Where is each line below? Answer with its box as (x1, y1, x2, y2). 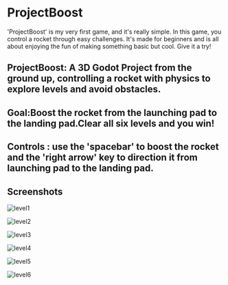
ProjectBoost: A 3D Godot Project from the (7, 62, 192, 73)
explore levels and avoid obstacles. (7, 84, 161, 95)
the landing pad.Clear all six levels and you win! (7, 117, 215, 129)
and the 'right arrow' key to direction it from (7, 152, 198, 163)
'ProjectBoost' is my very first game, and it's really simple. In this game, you (7, 27, 222, 36)
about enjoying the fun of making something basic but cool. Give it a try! (7, 42, 212, 50)
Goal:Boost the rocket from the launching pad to (7, 106, 218, 118)
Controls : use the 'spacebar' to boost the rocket (7, 141, 219, 152)
